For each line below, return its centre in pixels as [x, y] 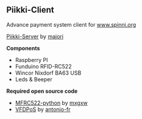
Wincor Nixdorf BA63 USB [48, 73]
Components [23, 48]
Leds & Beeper [34, 79]
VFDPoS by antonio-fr [43, 109]
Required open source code [42, 91]
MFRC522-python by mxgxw [51, 103]
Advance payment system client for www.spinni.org [71, 24]
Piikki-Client [30, 10]
